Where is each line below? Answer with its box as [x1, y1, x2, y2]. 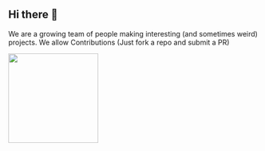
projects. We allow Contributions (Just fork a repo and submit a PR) [8, 37, 230, 47]
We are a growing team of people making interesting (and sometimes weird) [8, 29, 258, 38]
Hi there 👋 [8, 8, 58, 21]
